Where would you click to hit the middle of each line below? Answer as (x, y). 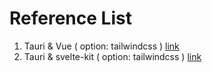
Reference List (70, 18)
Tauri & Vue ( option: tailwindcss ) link (101, 46)
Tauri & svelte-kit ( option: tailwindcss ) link (112, 56)
